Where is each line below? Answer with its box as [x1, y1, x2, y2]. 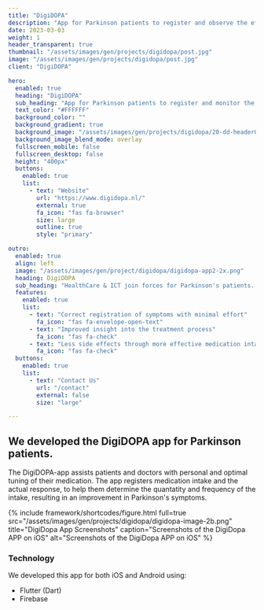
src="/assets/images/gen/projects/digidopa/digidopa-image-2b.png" [8, 516, 233, 526]
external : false [36, 391, 90, 399]
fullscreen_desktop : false [15, 150, 104, 158]
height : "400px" [15, 157, 68, 165]
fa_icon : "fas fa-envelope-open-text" [36, 318, 163, 326]
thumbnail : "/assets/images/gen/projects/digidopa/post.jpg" [8, 48, 213, 56]
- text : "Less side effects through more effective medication [28, 340, 241, 348]
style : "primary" [36, 231, 93, 238]
